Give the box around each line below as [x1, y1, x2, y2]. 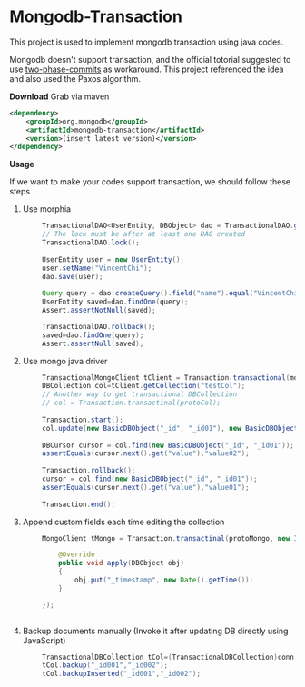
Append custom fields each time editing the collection [22, 516, 225, 527]
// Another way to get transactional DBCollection [42, 390, 238, 399]
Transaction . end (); [42, 500, 116, 509]
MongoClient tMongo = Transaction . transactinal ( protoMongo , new [42, 533, 290, 543]
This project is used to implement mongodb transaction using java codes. [9, 36, 284, 47]
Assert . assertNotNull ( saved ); [42, 306, 156, 315]
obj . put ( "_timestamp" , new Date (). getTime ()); [74, 575, 254, 585]
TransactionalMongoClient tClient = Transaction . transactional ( [42, 373, 290, 383]
